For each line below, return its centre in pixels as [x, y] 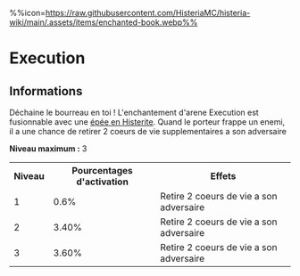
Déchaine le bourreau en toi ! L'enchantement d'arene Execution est [134, 112]
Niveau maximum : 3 [48, 149]
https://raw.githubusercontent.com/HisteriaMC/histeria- [148, 13]
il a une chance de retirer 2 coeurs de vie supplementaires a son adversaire [148, 131]
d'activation [103, 182]
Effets [223, 176]
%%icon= [28, 13]
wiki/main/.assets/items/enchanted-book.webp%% [104, 22]
